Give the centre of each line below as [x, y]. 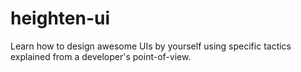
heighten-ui [60, 18]
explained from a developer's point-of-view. [101, 56]
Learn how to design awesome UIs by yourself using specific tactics [151, 46]
